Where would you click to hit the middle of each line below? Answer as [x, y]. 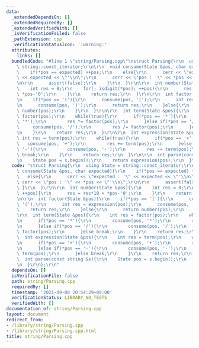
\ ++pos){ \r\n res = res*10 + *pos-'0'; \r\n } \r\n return [105, 193]
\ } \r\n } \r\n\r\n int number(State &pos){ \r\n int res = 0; [100, 188]
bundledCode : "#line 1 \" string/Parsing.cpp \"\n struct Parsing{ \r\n [98, 61]
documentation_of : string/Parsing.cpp [54, 309]
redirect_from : [25, 320]
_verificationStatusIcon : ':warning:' [60, 45]
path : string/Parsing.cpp [44, 281]
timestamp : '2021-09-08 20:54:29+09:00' [62, 292]
